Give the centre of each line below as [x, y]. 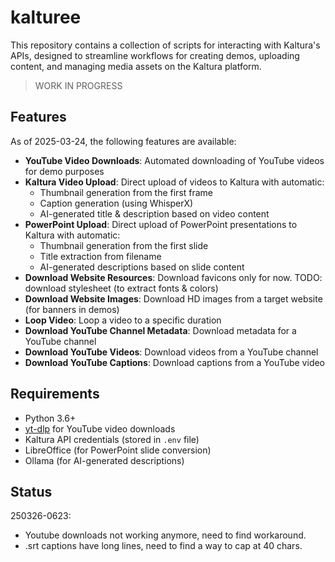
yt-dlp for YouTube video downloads [100, 428]
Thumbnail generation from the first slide [124, 245]
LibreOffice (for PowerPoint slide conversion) [118, 450]
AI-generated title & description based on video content [154, 213]
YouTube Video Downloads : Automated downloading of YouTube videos [174, 160]
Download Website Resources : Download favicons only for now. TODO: [173, 277]
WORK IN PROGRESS [78, 85]
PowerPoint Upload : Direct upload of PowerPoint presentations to [161, 224]
